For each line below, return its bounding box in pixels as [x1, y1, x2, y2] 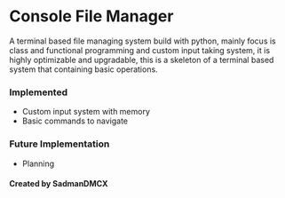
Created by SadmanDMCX [9, 178, 108, 189]
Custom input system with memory [21, 107, 151, 117]
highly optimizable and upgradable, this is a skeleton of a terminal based [9, 54, 274, 65]
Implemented [9, 86, 68, 99]
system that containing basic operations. [9, 64, 158, 75]
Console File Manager [9, 6, 174, 27]
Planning [21, 158, 55, 169]
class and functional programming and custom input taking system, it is [9, 44, 271, 55]
